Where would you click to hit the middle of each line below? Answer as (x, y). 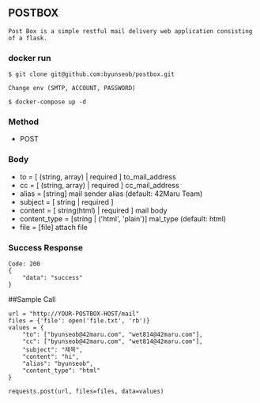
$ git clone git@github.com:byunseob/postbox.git (92, 74)
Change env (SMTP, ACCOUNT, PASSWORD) (72, 89)
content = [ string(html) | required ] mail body (93, 210)
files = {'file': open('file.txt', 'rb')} (79, 321)
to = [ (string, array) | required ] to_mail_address (98, 176)
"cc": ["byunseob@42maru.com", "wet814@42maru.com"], (113, 341)
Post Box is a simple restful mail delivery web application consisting (130, 31)
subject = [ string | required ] (66, 201)
